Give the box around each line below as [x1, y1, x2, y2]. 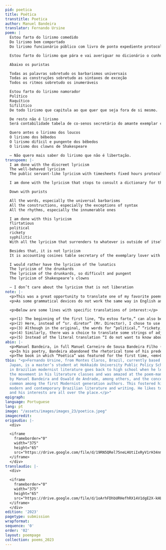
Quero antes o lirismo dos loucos [9, 130, 81, 135]
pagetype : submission [5, 514, 50, 519]
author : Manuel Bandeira [5, 21, 56, 26]
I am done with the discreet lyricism [9, 162, 90, 167]
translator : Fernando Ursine [5, 26, 65, 31]
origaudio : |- [5, 418, 35, 423]
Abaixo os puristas [9, 62, 50, 67]
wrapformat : [5, 519, 30, 524]
